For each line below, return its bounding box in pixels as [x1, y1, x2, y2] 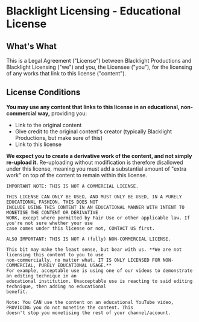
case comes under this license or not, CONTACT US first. [6, 225, 155, 232]
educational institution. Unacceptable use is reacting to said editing [6, 278, 193, 284]
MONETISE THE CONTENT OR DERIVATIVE [6, 209, 98, 215]
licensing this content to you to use [6, 251, 104, 257]
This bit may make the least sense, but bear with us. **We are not [6, 246, 182, 253]
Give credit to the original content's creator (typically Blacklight [14, 128, 172, 135]
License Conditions [6, 87, 81, 98]
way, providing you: [37, 110, 87, 117]
